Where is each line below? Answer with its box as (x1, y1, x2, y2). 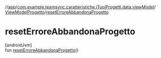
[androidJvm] (5, 42, 32, 48)
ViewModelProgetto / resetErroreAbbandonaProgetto (5, 9, 109, 15)
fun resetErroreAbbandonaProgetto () (5, 47, 79, 53)
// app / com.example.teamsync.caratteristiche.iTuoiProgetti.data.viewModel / (5, 4, 156, 10)
